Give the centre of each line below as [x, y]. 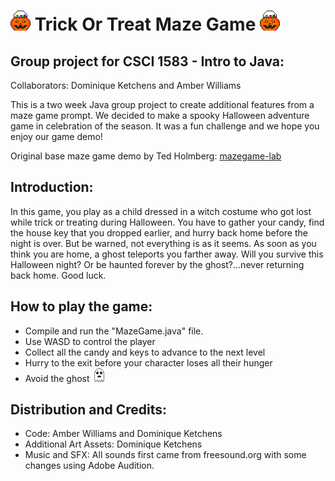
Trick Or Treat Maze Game [145, 24]
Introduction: [52, 187]
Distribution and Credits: [89, 410]
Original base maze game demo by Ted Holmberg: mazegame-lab [146, 156]
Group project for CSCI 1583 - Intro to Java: [147, 61]
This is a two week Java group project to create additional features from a [162, 104]
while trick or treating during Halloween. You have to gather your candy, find [167, 222]
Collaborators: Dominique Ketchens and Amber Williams [126, 85]
